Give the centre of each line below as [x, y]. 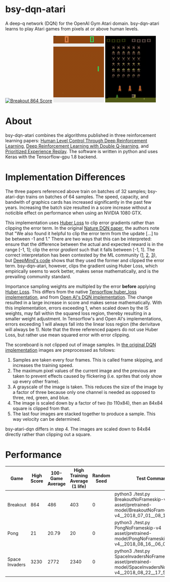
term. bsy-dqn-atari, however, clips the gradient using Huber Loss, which [81, 266]
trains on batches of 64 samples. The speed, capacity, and [87, 197]
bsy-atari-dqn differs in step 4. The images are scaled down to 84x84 [78, 429]
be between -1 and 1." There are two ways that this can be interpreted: [78, 239]
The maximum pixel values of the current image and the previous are [84, 371]
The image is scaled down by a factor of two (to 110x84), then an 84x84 [88, 403]
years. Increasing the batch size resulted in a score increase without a [78, 207]
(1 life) [79, 486]
